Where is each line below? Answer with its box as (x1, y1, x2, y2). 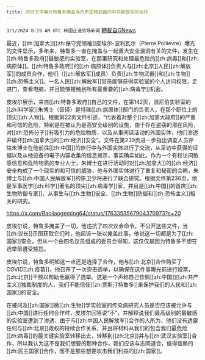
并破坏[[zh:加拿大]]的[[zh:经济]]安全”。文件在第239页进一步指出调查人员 (6, 136, 189, 143)
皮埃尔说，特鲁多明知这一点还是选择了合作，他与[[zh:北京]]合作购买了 (6, 257, 182, 265)
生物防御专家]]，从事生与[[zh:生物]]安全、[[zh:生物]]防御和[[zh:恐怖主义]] (6, 190, 190, 197)
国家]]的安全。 (6, 288, 43, 296)
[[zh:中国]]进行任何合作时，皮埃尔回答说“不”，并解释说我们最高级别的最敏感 (6, 309, 198, 316)
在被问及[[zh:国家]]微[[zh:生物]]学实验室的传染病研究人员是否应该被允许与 (6, 301, 192, 309)
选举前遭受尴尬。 (6, 245, 49, 252)
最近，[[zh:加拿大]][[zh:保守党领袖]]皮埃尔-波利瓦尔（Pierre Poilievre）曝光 (6, 39, 195, 46)
